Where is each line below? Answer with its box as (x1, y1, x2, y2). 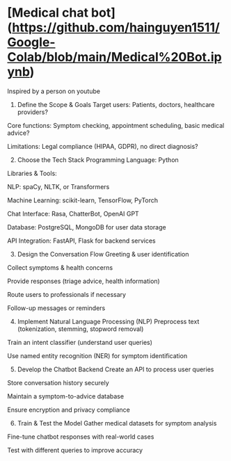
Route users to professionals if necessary (7, 290, 127, 298)
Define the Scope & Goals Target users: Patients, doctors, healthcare (17, 100, 215, 108)
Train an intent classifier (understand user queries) (7, 338, 153, 346)
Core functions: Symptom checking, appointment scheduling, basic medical (7, 121, 225, 129)
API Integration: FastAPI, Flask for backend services (7, 236, 156, 245)
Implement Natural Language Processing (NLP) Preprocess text (17, 317, 200, 325)
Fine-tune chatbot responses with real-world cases (7, 432, 154, 441)
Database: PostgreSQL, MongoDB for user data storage (7, 223, 166, 231)
